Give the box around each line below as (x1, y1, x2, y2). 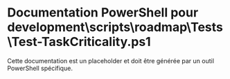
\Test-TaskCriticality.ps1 (7, 34, 151, 49)
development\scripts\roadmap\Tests (7, 19, 223, 35)
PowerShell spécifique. (7, 64, 73, 72)
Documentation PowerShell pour (7, 5, 199, 21)
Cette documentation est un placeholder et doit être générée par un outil (7, 56, 215, 65)
